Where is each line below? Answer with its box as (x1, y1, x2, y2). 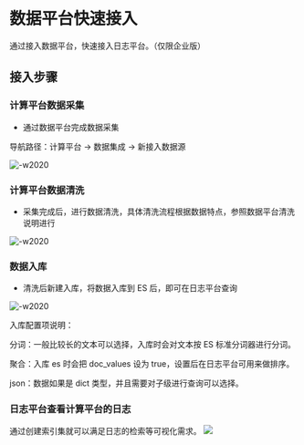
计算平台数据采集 (9, 99, 85, 112)
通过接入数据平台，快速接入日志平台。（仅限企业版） (9, 40, 205, 51)
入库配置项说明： (9, 320, 74, 331)
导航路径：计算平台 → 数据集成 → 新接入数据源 (9, 140, 186, 151)
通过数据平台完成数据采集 (22, 121, 120, 132)
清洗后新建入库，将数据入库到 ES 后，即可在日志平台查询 (22, 283, 238, 294)
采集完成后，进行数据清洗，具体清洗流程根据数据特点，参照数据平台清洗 (22, 206, 295, 217)
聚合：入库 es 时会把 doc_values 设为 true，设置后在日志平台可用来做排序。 (9, 358, 295, 369)
